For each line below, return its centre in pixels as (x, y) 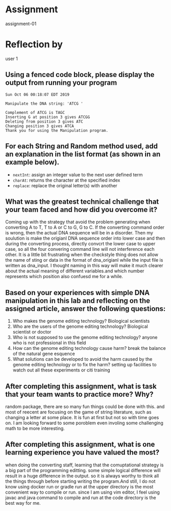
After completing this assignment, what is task (81, 386)
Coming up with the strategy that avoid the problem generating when (78, 222)
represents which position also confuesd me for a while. (64, 277)
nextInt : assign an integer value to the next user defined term (78, 174)
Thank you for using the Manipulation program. (57, 130)
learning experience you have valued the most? (82, 453)
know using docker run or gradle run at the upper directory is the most (79, 486)
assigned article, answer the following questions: (86, 309)
